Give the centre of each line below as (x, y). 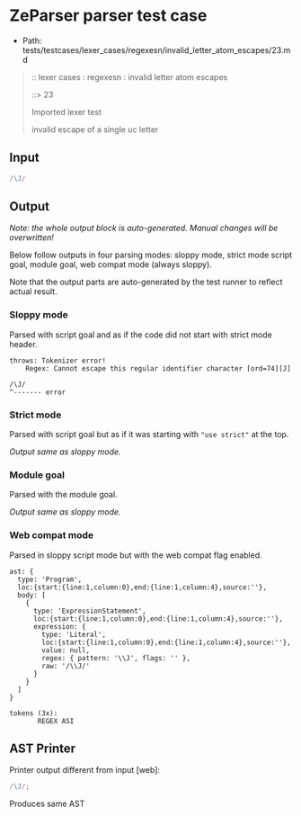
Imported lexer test (66, 112)
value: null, (66, 650)
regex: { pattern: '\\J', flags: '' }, (116, 658)
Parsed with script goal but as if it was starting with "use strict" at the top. (149, 435)
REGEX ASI (56, 721)
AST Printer (43, 749)
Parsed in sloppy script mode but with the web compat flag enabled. (136, 555)
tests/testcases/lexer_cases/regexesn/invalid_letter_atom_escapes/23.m (156, 49)
